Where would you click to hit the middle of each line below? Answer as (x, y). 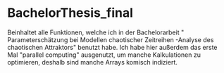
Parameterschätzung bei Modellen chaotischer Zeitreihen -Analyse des (111, 39)
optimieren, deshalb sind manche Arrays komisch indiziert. (92, 62)
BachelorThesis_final (70, 13)
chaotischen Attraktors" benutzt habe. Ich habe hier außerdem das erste (112, 47)
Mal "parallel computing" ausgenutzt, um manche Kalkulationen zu (104, 55)
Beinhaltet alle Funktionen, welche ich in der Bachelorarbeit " (96, 32)
